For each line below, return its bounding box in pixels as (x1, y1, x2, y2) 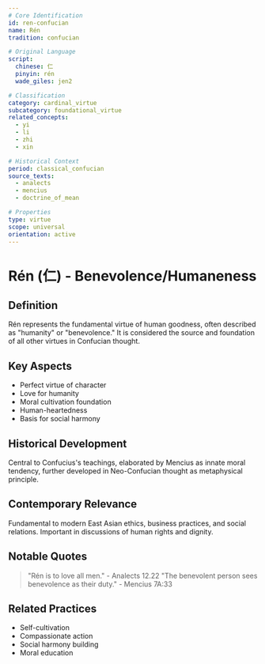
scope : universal (8, 223, 66, 231)
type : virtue (8, 215, 51, 224)
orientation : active (8, 230, 77, 238)
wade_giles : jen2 (15, 77, 73, 85)
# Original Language (8, 48, 77, 56)
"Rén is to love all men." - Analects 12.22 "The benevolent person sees (27, 571, 258, 580)
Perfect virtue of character (19, 380, 107, 390)
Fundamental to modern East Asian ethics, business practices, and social (8, 519, 247, 528)
